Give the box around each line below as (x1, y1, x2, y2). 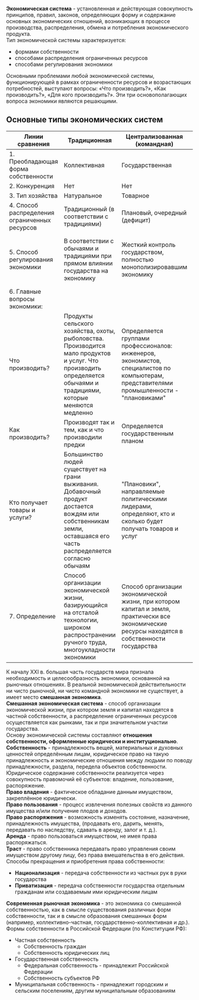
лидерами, (121, 502, 153, 510)
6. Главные (9, 287, 41, 295)
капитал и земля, (121, 605, 171, 613)
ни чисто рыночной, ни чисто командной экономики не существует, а (6, 687, 184, 694)
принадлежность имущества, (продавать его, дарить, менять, (6, 820, 164, 827)
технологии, (63, 615, 99, 624)
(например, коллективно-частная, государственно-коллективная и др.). (6, 919, 190, 926)
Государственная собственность (14, 955, 99, 963)
